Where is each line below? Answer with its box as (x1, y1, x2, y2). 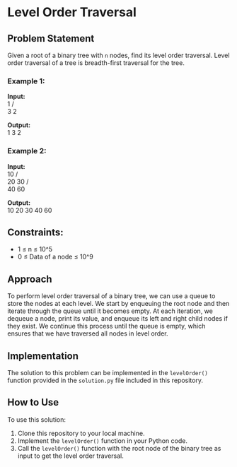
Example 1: (7, 76, 45, 85)
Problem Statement (7, 32, 95, 45)
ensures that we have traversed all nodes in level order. (7, 329, 168, 338)
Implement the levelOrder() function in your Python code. (17, 436, 187, 445)
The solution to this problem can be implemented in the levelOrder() (7, 369, 209, 377)
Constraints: (7, 226, 64, 238)
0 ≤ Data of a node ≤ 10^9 (17, 252, 93, 261)
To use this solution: (7, 415, 66, 424)
